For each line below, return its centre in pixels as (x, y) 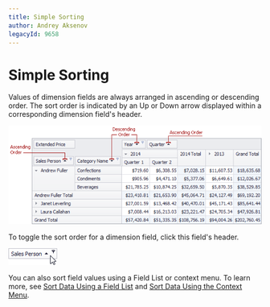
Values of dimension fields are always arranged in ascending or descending (134, 97)
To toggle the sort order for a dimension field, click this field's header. (124, 237)
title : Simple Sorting (46, 17)
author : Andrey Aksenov (48, 25)
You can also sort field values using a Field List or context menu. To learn (129, 277)
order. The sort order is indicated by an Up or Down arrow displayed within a (135, 106)
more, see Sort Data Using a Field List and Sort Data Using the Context (125, 286)
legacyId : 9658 (34, 34)
